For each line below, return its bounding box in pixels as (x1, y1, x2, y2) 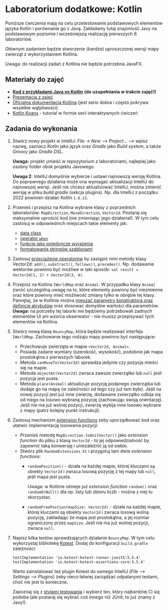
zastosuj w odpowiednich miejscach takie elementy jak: (12, 220, 128, 226)
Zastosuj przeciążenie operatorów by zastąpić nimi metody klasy (12, 256, 147, 262)
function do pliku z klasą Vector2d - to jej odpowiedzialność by (20, 437, 149, 443)
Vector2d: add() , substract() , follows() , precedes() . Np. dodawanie (12, 261, 154, 267)
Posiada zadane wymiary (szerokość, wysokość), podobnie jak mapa (20, 348, 163, 354)
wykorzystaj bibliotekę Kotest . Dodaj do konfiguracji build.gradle (12, 540, 148, 546)
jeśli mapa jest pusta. (27, 474, 71, 480)
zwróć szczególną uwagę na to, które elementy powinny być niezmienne (12, 287, 163, 293)
